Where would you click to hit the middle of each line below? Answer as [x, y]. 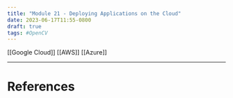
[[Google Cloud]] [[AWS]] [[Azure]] [57, 52]
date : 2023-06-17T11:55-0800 [49, 20]
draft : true [24, 26]
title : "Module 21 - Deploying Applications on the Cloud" [94, 13]
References [41, 87]
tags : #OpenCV [28, 33]
